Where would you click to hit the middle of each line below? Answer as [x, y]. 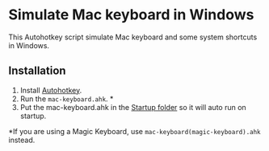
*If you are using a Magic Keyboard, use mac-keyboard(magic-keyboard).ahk [134, 131]
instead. [22, 140]
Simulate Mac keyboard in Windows [131, 15]
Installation [37, 71]
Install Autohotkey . [51, 90]
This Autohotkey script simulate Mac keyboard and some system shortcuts [133, 37]
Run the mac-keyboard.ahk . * [67, 99]
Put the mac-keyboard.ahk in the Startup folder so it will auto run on [133, 107]
